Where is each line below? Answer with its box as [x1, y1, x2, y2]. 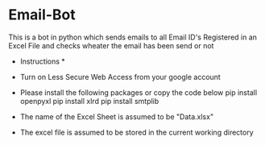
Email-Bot [8, 6, 77, 24]
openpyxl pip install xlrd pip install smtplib [19, 96, 159, 106]
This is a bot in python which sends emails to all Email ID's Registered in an [8, 32, 258, 42]
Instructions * [19, 56, 66, 66]
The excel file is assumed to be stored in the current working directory [19, 127, 254, 137]
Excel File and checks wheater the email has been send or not [8, 40, 214, 50]
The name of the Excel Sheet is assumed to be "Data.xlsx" [19, 111, 214, 122]
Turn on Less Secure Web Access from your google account [19, 72, 222, 81]
